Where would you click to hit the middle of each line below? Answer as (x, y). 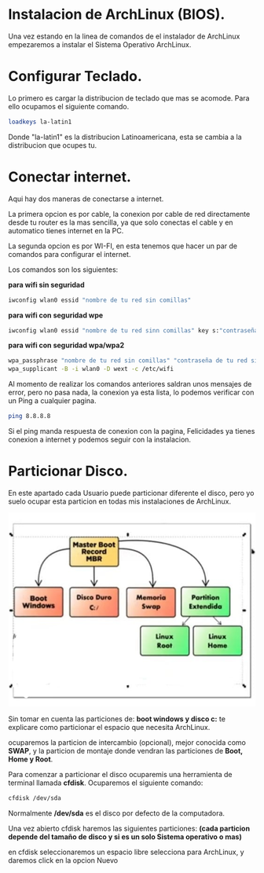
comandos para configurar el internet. (70, 254)
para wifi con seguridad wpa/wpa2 (66, 345)
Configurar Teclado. (75, 77)
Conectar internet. (70, 176)
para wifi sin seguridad (46, 284)
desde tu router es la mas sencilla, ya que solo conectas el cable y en (121, 222)
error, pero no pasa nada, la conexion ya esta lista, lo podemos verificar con (131, 392)
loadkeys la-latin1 (40, 122)
